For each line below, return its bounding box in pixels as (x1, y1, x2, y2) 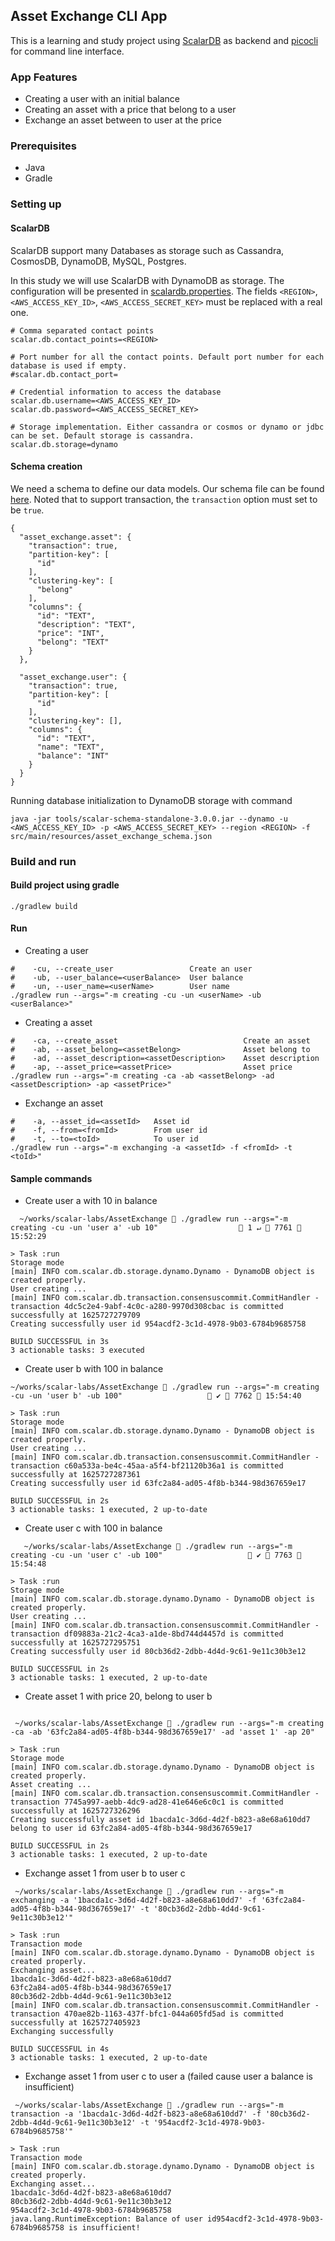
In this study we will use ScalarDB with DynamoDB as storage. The (10, 274, 285, 286)
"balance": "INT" (36, 750, 110, 761)
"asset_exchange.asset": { (19, 532, 132, 542)
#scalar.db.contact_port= (10, 369, 118, 379)
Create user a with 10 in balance (24, 1195, 158, 1207)
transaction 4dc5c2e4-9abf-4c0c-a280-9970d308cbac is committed (10, 1302, 284, 1312)
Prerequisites (10, 139, 77, 153)
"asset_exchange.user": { (19, 672, 128, 682)
